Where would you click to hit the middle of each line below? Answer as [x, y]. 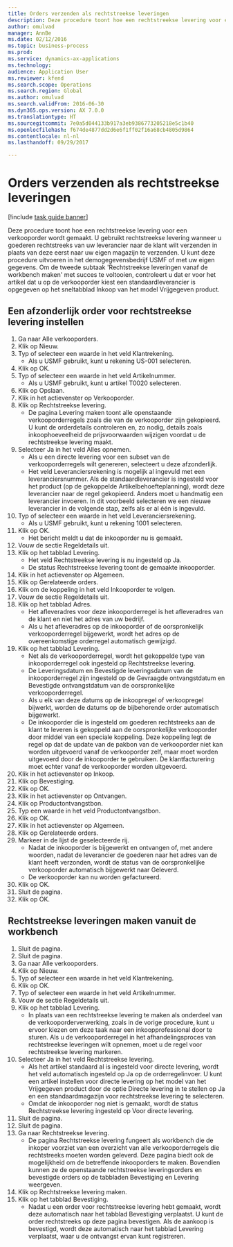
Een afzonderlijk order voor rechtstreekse [100, 311]
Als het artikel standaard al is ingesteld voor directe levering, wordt [123, 1067]
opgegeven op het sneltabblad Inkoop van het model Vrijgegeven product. [114, 289]
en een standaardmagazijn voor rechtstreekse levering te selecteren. [126, 1096]
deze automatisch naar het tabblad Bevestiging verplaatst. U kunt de [126, 1214]
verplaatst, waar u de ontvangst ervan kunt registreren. [107, 1236]
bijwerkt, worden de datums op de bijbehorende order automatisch [123, 707]
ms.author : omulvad [36, 98]
